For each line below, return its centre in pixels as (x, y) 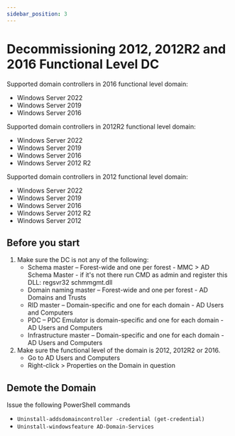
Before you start (43, 242)
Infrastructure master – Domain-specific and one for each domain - (126, 335)
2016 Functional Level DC (83, 64)
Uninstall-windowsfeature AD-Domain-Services (85, 427)
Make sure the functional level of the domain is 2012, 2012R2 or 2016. (119, 350)
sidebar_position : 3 (37, 14)
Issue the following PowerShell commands (69, 405)
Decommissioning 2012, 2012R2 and (116, 49)
